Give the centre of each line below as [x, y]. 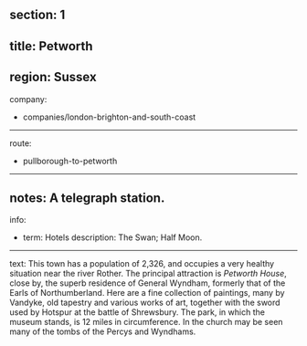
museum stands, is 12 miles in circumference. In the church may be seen [146, 322]
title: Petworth [51, 46]
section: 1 [37, 15]
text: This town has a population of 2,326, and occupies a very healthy [142, 264]
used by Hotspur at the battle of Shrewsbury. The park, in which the [137, 312]
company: [28, 99]
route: [21, 143]
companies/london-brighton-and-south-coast [109, 117]
